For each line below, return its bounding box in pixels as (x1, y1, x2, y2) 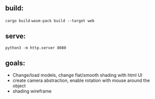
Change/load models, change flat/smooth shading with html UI (12, 72, 142, 78)
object (12, 83, 26, 89)
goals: (5, 59, 26, 67)
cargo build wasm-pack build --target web (5, 18, 95, 23)
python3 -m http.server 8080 (5, 45, 66, 50)
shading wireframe (12, 88, 52, 94)
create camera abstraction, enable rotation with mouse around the (12, 77, 150, 83)
